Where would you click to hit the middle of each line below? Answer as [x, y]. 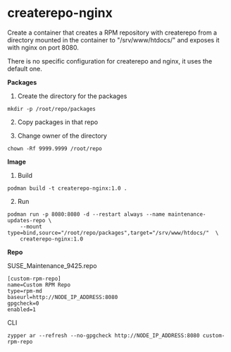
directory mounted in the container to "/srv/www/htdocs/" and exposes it [113, 40]
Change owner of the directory [62, 135]
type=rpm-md [25, 291]
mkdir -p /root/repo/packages [52, 109]
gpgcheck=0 [23, 303]
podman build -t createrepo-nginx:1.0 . [68, 188]
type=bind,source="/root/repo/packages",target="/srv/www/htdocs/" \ [113, 233]
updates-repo [26, 220]
